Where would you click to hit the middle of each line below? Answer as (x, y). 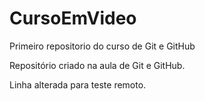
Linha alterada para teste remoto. (78, 84)
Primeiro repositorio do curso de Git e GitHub (102, 46)
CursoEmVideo (73, 18)
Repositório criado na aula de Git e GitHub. (97, 65)
